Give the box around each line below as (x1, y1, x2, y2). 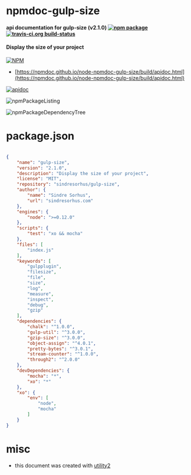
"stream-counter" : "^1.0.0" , (27, 351, 99, 357)
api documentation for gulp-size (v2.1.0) (6, 24, 107, 31)
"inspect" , (27, 296, 54, 302)
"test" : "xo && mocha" (27, 231, 83, 237)
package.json (6, 130, 75, 143)
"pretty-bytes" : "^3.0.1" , (27, 346, 94, 352)
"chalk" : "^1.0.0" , (27, 324, 75, 330)
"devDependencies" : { (17, 368, 70, 374)
